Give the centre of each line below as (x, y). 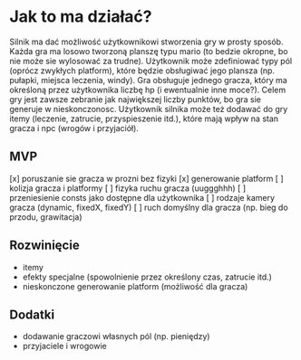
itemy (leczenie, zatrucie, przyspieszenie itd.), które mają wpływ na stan (144, 118)
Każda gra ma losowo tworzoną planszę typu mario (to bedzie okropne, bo (149, 51)
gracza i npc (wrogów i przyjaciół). (74, 128)
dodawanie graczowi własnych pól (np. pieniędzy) (116, 336)
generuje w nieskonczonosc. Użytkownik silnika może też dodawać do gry (149, 109)
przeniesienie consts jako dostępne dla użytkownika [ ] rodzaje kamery (142, 197)
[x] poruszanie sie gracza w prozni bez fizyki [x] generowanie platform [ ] (146, 178)
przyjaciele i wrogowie (64, 346)
